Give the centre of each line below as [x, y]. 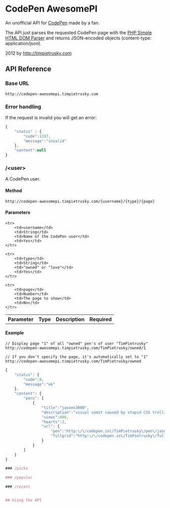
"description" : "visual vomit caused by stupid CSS [96, 412]
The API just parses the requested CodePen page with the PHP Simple [79, 32]
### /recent [18, 487]
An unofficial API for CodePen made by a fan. [52, 23]
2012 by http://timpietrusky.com [38, 53]
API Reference [28, 69]
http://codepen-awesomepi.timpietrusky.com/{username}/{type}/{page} [80, 201]
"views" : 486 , [55, 417]
